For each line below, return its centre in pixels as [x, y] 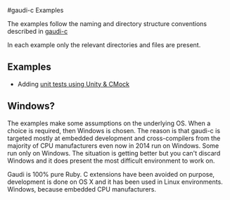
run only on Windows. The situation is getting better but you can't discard [114, 153]
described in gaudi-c [38, 31]
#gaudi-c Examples [36, 10]
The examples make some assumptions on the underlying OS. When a [109, 123]
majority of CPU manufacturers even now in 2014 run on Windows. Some [113, 145]
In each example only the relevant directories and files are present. [104, 45]
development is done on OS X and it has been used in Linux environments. [115, 182]
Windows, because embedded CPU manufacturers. [82, 189]
